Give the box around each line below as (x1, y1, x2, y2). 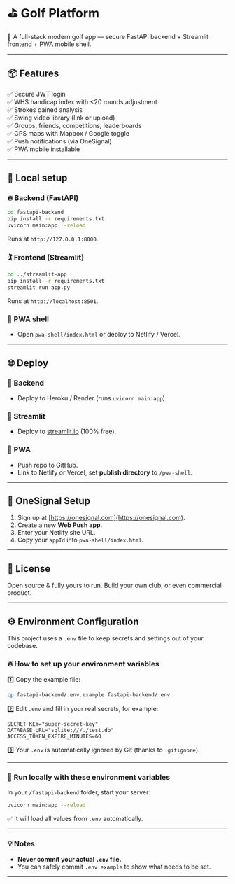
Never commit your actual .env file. (17, 855, 122, 863)
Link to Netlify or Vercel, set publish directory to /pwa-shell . (17, 468, 192, 477)
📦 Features (7, 68, 59, 80)
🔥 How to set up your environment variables (7, 659, 159, 668)
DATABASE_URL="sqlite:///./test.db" (7, 727, 114, 734)
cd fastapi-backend (7, 209, 64, 216)
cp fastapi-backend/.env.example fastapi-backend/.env (7, 692, 171, 699)
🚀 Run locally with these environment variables (7, 773, 170, 783)
